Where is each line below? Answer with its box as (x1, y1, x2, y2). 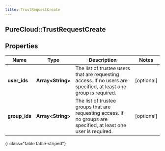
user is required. (75, 128, 113, 135)
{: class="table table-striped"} (5, 140, 66, 146)
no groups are (75, 116, 108, 123)
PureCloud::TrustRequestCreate (5, 25, 106, 34)
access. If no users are (75, 77, 128, 84)
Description (88, 56, 117, 63)
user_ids (7, 77, 28, 84)
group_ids (7, 112, 32, 119)
